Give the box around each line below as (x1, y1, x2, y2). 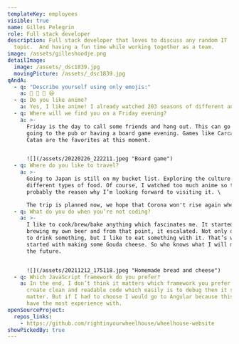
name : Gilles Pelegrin (7, 24, 75, 31)
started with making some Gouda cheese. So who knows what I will (26, 241, 228, 248)
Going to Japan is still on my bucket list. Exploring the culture (26, 175, 231, 182)
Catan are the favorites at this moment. (26, 136, 152, 143)
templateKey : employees (7, 10, 78, 18)
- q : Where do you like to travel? (14, 162, 119, 170)
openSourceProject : (7, 306, 65, 313)
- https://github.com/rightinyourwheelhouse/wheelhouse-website (20, 320, 215, 327)
